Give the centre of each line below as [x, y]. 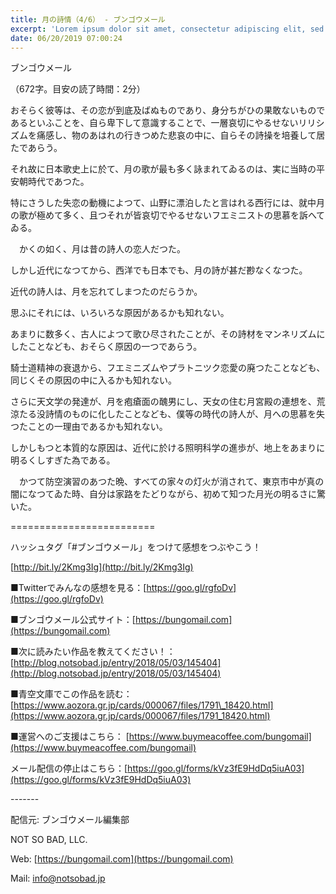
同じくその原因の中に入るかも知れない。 [93, 380]
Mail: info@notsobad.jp [58, 878]
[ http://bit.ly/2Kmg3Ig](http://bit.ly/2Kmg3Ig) [102, 567]
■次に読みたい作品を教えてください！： [93, 652]
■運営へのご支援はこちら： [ [70, 737]
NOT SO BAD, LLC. [49, 840]
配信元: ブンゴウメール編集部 [70, 820]
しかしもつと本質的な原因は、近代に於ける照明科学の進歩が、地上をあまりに [168, 448]
